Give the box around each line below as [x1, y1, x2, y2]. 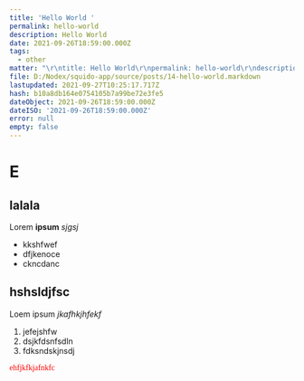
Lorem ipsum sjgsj [9, 222, 79, 232]
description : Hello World [9, 30, 107, 39]
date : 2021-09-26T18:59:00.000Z [9, 38, 131, 48]
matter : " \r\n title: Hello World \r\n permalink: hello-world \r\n [9, 64, 257, 73]
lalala [9, 197, 41, 213]
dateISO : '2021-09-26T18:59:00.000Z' [9, 106, 152, 115]
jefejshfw [22, 326, 58, 337]
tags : [9, 47, 30, 56]
